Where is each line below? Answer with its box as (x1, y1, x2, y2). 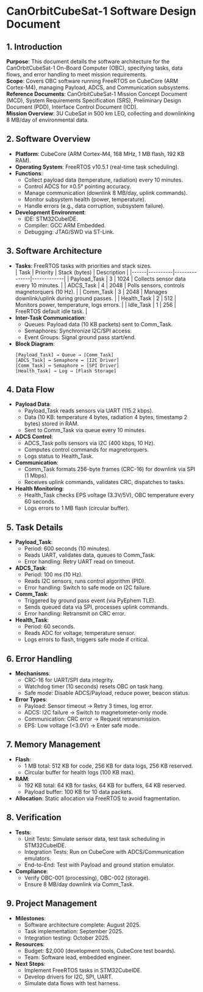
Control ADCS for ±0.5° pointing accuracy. (24, 182, 131, 190)
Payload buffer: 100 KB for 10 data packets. (24, 788, 133, 795)
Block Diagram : (15, 340, 55, 347)
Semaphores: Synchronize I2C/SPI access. (24, 327, 132, 334)
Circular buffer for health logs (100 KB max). (24, 768, 135, 776)
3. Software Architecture (6, 246, 102, 256)
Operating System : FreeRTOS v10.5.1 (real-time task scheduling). (15, 163, 179, 171)
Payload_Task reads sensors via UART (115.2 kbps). (24, 407, 154, 414)
